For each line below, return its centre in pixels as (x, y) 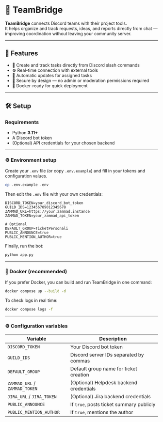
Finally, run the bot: (24, 246)
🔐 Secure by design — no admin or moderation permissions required (81, 80)
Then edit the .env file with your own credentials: (54, 194)
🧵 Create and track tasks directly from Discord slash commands (76, 65)
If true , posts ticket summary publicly (113, 404)
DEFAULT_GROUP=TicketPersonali (37, 228)
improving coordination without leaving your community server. (68, 33)
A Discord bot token (32, 138)
